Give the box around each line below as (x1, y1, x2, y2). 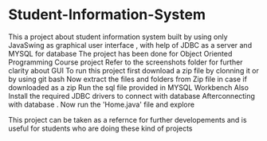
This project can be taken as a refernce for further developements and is (8, 115, 247, 124)
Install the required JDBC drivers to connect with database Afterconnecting (8, 91, 255, 100)
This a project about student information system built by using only (8, 32, 229, 41)
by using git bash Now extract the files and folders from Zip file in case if (8, 74, 247, 84)
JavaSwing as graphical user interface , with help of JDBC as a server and (8, 40, 253, 49)
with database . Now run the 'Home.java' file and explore (8, 100, 195, 109)
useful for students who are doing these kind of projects (8, 123, 193, 133)
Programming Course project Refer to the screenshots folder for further (8, 57, 243, 67)
